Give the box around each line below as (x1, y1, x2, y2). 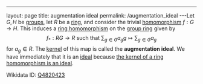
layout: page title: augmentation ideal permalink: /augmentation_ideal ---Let (6, 12, 195, 19)
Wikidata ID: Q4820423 (6, 71, 65, 79)
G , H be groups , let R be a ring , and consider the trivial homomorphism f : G (6, 19, 195, 25)
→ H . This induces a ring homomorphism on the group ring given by (6, 25, 176, 32)
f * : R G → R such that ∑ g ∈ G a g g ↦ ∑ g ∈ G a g (46, 34, 157, 43)
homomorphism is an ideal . (6, 59, 74, 66)
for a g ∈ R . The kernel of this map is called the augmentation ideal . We (6, 45, 185, 54)
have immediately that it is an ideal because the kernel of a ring (6, 53, 164, 60)
